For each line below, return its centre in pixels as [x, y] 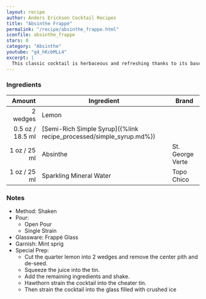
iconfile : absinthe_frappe [41, 35]
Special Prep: [32, 250]
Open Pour [38, 224]
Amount [24, 101]
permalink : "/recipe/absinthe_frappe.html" [63, 29]
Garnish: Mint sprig [40, 244]
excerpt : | [20, 58]
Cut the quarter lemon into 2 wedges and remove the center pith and [111, 257]
